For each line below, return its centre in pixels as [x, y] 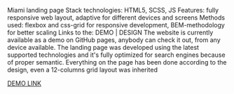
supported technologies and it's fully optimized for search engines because [116, 55]
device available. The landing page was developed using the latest [103, 47]
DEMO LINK [25, 83]
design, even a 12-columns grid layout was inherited [83, 70]
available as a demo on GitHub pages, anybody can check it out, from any [114, 40]
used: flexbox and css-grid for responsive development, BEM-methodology [116, 25]
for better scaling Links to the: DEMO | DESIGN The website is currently [110, 32]
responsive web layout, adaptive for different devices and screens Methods [116, 18]
